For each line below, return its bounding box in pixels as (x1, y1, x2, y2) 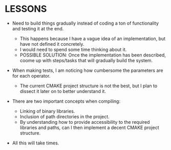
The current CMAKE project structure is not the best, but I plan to (19, 83, 158, 89)
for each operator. (12, 72, 51, 79)
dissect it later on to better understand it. (19, 88, 106, 94)
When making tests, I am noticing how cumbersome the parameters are (12, 67, 163, 73)
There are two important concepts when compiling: (12, 98, 121, 104)
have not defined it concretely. (19, 41, 84, 47)
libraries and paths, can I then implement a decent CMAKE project (19, 124, 159, 130)
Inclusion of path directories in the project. (19, 114, 110, 120)
